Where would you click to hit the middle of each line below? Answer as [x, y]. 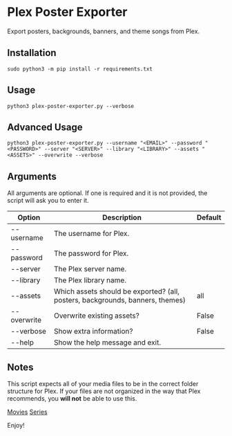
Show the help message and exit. [107, 343]
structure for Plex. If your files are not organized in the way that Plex [104, 391]
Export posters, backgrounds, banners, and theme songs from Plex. [104, 31]
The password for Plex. [91, 253]
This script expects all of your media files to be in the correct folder [103, 384]
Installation [32, 53]
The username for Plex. [92, 234]
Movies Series [28, 412]
